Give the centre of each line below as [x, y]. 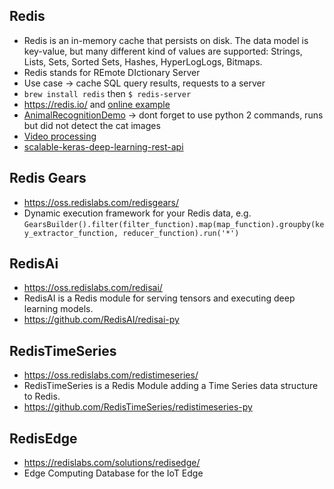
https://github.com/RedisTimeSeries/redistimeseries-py [138, 407]
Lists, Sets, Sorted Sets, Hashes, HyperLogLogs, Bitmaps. [143, 61]
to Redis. [42, 396]
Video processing [60, 136]
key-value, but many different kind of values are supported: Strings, [163, 51]
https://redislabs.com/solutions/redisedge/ [112, 463]
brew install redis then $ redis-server [107, 93]
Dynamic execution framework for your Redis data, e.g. [137, 213]
